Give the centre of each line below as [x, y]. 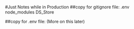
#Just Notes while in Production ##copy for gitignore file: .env [67, 7]
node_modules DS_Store [30, 12]
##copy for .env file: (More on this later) [45, 22]
